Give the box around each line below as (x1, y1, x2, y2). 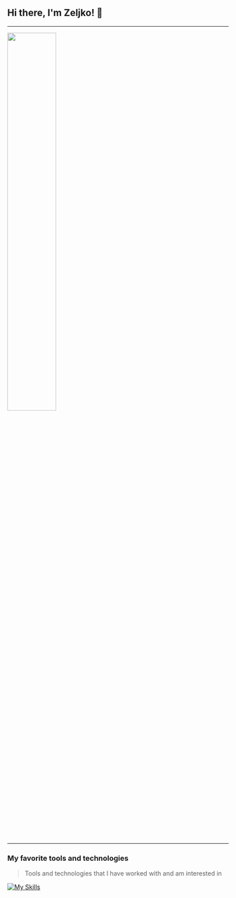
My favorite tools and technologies (7, 853, 129, 863)
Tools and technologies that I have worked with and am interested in (24, 869, 223, 878)
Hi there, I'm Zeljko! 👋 (7, 7, 103, 19)
